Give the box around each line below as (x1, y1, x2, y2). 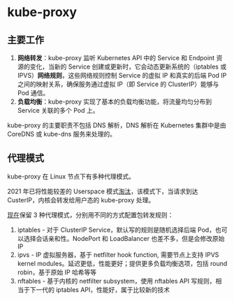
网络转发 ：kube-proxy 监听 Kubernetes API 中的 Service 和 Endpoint (17, 54, 215, 62)
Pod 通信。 (17, 89, 50, 97)
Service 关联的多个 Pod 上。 (17, 106, 99, 114)
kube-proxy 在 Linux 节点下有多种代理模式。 (7, 172, 135, 181)
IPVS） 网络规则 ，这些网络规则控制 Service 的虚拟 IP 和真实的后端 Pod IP (17, 71, 227, 79)
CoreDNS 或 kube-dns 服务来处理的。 (7, 130, 117, 138)
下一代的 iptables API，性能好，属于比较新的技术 (29, 285, 170, 294)
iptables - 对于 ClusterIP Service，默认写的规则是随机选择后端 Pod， (17, 225, 215, 234)
